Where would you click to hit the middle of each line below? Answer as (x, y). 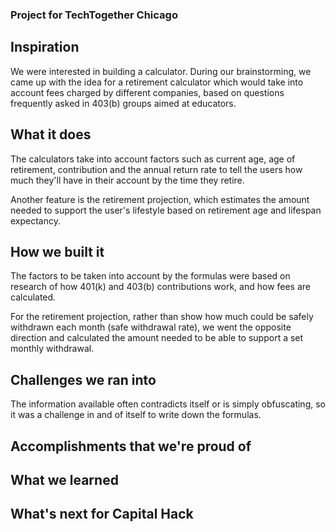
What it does (51, 134)
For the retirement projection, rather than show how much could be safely (162, 317)
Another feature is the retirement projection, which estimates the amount (160, 199)
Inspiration (45, 47)
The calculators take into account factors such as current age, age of (153, 159)
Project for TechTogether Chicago (94, 15)
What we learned (64, 479)
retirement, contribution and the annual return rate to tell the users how (156, 169)
